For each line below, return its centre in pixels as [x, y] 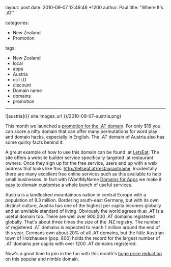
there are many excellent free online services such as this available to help [83, 174]
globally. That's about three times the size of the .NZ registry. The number [83, 222]
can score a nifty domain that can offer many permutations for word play [81, 131]
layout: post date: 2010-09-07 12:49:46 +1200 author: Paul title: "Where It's [84, 7]
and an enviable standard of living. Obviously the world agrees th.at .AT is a [84, 211]
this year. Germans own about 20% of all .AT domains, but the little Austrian [85, 233]
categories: [17, 23]
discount [22, 85]
